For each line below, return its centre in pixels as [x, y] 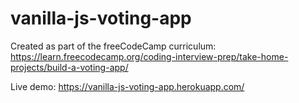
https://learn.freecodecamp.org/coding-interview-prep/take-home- [149, 56]
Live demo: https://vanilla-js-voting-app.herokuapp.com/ [127, 86]
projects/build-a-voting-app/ [69, 67]
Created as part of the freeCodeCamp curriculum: [113, 46]
